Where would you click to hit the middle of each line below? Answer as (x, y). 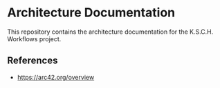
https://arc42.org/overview (56, 77)
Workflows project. (34, 38)
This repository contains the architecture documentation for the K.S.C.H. (110, 32)
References (33, 61)
